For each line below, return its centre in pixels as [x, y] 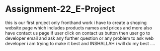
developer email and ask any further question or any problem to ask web [80, 38]
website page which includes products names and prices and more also [79, 27]
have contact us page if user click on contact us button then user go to [78, 33]
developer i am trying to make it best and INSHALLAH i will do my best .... [80, 43]
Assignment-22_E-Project [60, 9]
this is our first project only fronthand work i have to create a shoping [76, 23]
